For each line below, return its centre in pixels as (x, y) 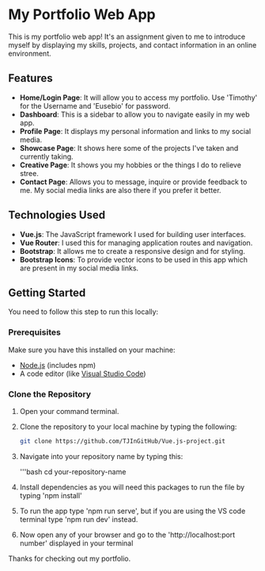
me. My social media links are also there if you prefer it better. (120, 190)
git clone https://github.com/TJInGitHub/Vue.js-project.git (123, 441)
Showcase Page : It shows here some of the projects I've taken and (129, 148)
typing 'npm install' (51, 495)
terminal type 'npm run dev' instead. (79, 519)
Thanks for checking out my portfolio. (70, 558)
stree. (29, 173)
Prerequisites (34, 332)
